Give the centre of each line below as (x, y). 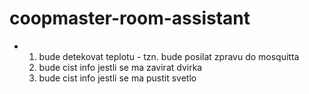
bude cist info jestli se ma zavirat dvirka (120, 67)
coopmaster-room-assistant (130, 18)
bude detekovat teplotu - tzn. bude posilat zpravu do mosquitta (169, 56)
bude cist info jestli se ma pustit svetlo (117, 78)
